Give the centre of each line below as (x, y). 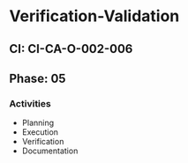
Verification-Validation (94, 16)
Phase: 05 (38, 78)
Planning (38, 123)
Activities (30, 103)
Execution (40, 132)
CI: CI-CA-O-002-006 (71, 49)
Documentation (50, 151)
